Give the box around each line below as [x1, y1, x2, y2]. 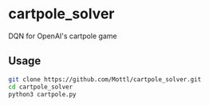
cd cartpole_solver [8, 83, 73, 91]
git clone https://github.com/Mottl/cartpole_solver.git [8, 75, 202, 84]
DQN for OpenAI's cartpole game [8, 31, 117, 41]
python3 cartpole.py [8, 90, 77, 98]
